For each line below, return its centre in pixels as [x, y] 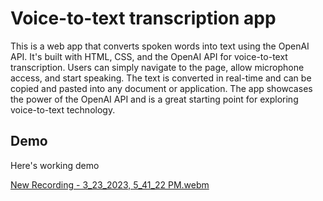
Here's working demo [55, 165]
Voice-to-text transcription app [143, 18]
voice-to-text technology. [63, 109]
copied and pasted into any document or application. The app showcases [161, 88]
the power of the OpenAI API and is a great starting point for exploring [154, 99]
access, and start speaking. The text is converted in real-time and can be [161, 78]
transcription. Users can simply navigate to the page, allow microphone [157, 67]
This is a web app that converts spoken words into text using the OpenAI [160, 46]
